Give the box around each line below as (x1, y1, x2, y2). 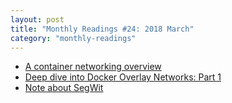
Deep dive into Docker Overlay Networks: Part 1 (24, 71, 222, 83)
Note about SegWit (24, 82, 104, 94)
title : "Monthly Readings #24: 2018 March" (10, 24, 195, 34)
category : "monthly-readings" (10, 33, 137, 43)
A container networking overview (24, 61, 162, 73)
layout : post (10, 14, 65, 25)
